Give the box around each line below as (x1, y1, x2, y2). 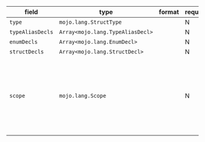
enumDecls (9, 39, 38, 45)
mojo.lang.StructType (59, 19, 122, 25)
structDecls (9, 49, 45, 55)
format (159, 8, 179, 16)
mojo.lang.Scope (59, 92, 107, 99)
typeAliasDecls (9, 29, 54, 35)
